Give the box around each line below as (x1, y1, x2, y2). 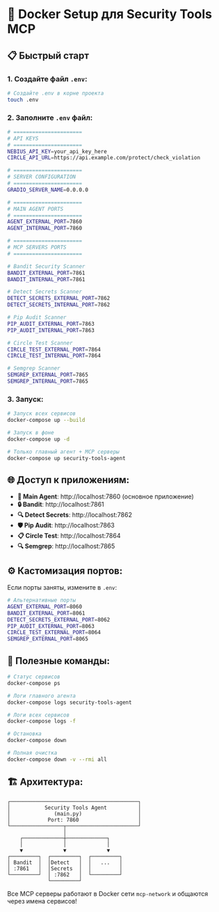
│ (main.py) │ (7, 810, 141, 817)
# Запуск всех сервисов (7, 410, 76, 417)
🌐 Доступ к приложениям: (7, 473, 130, 486)
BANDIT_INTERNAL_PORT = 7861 (7, 276, 86, 283)
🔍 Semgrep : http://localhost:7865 (17, 542, 115, 551)
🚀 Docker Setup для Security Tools (7, 6, 212, 22)
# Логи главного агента (7, 692, 76, 699)
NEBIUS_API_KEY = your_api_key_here (7, 148, 108, 155)
